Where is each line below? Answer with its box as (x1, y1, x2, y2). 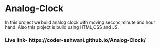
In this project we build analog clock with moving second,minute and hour (5, 19, 156, 25)
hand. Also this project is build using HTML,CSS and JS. (5, 24, 119, 30)
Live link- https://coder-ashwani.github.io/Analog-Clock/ (5, 36, 146, 43)
